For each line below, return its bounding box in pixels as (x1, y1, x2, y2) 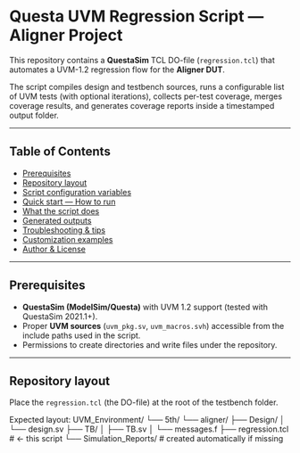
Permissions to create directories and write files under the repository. (21, 339, 278, 350)
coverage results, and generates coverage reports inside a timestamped (9, 100, 275, 111)
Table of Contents (9, 144, 112, 160)
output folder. (9, 110, 60, 120)
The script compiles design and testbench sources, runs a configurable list (9, 81, 285, 92)
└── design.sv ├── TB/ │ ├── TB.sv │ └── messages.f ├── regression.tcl (9, 424, 289, 434)
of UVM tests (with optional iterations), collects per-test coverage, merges (9, 91, 283, 102)
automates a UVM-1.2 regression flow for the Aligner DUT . (9, 64, 226, 75)
